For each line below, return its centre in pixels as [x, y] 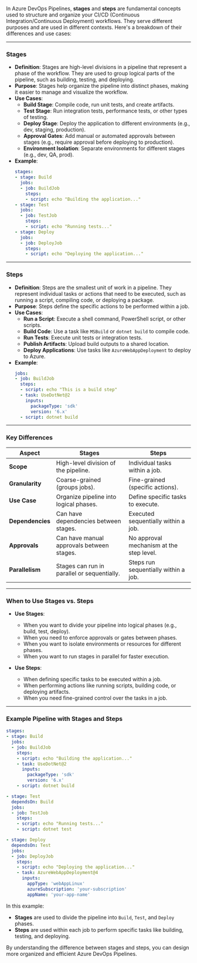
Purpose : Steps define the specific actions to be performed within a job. [102, 306]
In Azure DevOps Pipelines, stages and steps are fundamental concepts [94, 9]
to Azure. [34, 356]
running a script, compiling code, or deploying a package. [84, 300]
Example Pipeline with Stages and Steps [64, 719]
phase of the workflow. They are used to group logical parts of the [94, 74]
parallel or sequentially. [88, 573]
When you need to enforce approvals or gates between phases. [100, 638]
